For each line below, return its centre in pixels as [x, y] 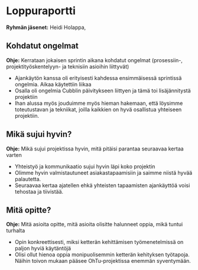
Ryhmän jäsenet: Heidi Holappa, [46, 27]
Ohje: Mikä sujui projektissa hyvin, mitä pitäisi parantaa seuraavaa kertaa [95, 149]
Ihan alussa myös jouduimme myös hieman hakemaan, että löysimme [99, 103]
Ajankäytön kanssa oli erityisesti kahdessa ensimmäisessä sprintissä [98, 78]
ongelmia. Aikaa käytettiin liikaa [53, 84]
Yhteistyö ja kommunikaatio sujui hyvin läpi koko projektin [85, 166]
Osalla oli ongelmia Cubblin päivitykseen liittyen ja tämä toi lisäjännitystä [103, 91]
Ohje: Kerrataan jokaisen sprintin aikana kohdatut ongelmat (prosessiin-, [95, 60]
